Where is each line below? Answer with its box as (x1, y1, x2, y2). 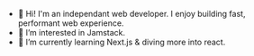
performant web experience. (17, 18, 124, 28)
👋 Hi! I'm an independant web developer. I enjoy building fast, (17, 9, 246, 19)
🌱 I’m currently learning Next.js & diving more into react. (17, 36, 226, 47)
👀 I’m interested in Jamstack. (17, 28, 126, 37)
